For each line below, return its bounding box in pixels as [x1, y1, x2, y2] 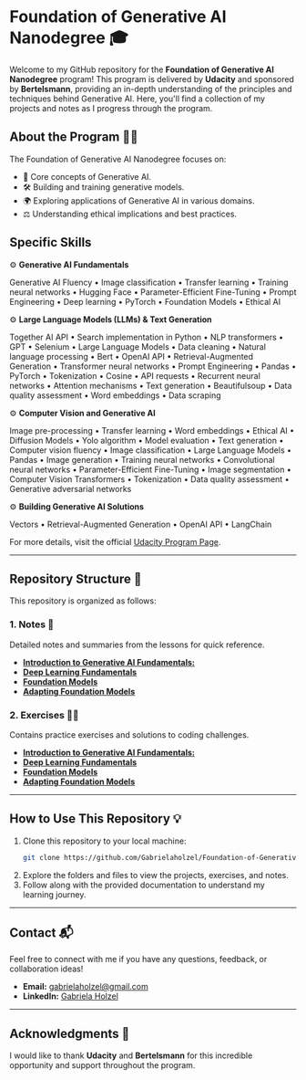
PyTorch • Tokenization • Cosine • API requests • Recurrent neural [9, 370, 261, 381]
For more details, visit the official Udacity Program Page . [9, 536, 221, 547]
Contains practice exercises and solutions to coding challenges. [9, 729, 250, 740]
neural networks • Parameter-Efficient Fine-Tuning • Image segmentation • [9, 464, 291, 475]
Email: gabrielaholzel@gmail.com [22, 981, 148, 992]
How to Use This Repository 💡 [9, 811, 182, 827]
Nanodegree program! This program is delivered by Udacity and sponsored [9, 73, 294, 84]
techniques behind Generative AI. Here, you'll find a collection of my [9, 93, 266, 104]
